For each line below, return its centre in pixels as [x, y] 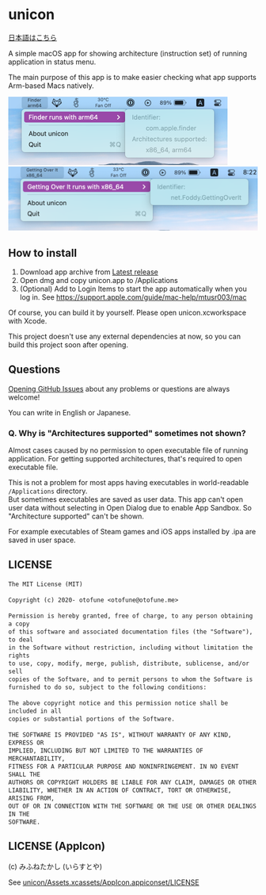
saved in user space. [42, 540]
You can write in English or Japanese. [70, 412]
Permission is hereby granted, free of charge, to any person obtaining [131, 616]
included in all [35, 711]
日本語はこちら [32, 37]
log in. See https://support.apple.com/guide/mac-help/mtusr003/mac [133, 297]
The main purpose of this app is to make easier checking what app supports [133, 77]
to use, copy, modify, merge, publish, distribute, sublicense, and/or [129, 664]
